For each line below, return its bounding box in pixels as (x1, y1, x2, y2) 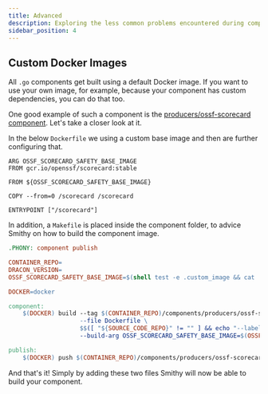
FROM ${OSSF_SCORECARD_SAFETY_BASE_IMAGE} (8, 179, 152, 187)
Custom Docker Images (8, 56, 128, 69)
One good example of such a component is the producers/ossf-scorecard (8, 109, 251, 120)
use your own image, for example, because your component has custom (8, 85, 246, 96)
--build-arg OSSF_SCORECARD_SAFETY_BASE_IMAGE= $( (79, 332, 248, 340)
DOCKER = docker (8, 288, 56, 296)
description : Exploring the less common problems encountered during (8, 19, 245, 27)
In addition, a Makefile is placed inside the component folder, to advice (8, 220, 242, 230)
